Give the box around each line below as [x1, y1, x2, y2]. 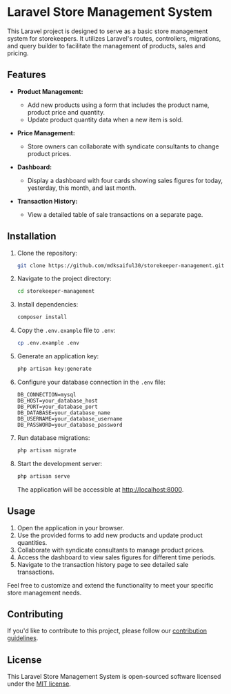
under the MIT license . [7, 679, 71, 688]
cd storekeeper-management [17, 288, 95, 295]
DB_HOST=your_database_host [17, 397, 98, 404]
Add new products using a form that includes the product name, [27, 101, 210, 109]
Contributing [7, 608, 63, 620]
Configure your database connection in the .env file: [17, 378, 165, 386]
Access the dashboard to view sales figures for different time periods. [17, 553, 216, 561]
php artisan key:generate [17, 365, 92, 373]
